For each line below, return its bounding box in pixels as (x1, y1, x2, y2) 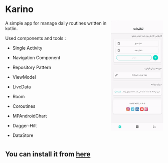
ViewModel (12, 74, 36, 80)
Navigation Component (12, 54, 61, 61)
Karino (5, 4, 34, 15)
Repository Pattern (12, 64, 52, 70)
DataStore (12, 132, 34, 138)
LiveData (12, 84, 31, 90)
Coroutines (12, 103, 36, 109)
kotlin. (5, 25, 18, 31)
